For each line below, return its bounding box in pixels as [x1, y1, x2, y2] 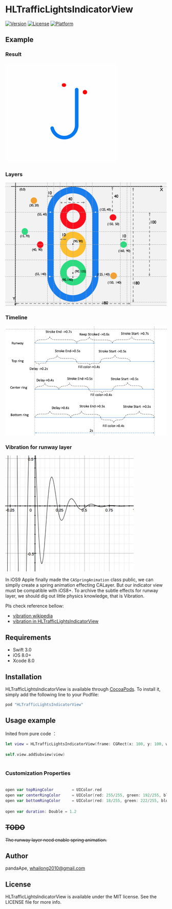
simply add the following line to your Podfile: [5, 691, 99, 697]
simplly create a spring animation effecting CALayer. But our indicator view [5, 582, 163, 588]
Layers [5, 171, 23, 178]
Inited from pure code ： [5, 730, 57, 736]
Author [5, 852, 28, 860]
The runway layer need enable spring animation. [5, 837, 107, 843]
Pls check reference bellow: [5, 603, 64, 609]
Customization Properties [5, 770, 71, 777]
